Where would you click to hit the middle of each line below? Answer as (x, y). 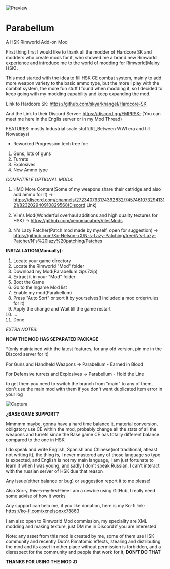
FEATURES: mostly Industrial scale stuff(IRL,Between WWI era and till (78, 128)
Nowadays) (18, 134)
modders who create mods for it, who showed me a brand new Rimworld (81, 57)
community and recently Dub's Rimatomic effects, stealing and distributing (83, 541)
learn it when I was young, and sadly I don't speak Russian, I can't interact (83, 465)
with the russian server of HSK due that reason (54, 471)
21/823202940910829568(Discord (49, 205)
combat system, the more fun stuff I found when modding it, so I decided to (84, 88)
